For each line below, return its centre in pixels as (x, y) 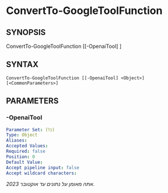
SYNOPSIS (26, 32)
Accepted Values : (27, 146)
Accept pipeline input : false (43, 167)
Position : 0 (20, 157)
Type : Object (22, 135)
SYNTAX (22, 64)
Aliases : (17, 141)
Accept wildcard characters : (41, 173)
